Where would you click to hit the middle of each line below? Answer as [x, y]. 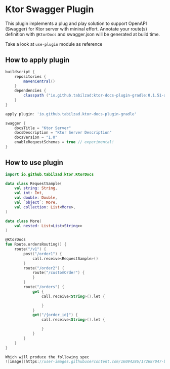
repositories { [30, 76]
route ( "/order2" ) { [44, 268]
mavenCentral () [39, 81]
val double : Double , [36, 198]
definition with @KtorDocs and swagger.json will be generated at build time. [83, 34]
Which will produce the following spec [47, 357]
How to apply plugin [37, 60]
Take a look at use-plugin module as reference [54, 44]
